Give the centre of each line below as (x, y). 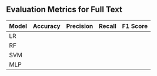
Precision (80, 26)
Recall (108, 26)
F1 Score (135, 26)
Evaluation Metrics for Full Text (64, 10)
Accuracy (46, 26)
